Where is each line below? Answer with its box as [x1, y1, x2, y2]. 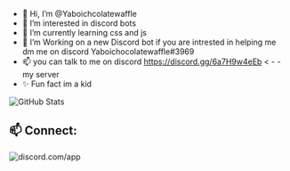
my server [21, 69, 60, 79]
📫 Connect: [9, 123, 77, 138]
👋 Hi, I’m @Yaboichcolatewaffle [21, 9, 138, 19]
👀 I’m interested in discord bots [21, 18, 136, 28]
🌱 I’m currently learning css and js [21, 28, 147, 37]
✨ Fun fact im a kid [21, 78, 92, 89]
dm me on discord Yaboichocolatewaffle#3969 [21, 46, 195, 57]
